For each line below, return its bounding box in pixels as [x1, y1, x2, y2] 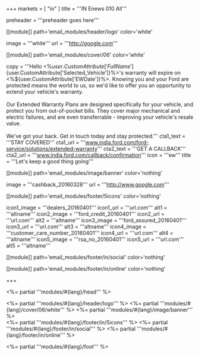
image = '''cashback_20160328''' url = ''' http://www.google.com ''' [6, 181, 169, 188]
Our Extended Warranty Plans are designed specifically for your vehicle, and [6, 101, 194, 108]
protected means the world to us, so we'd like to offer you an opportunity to [6, 82, 191, 89]
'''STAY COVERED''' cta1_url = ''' [6, 139, 86, 146]
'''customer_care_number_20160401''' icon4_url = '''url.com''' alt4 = [6, 230, 173, 236]
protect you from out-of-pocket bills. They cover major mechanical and [6, 107, 180, 114]
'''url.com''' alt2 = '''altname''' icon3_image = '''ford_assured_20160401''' [6, 217, 187, 224]
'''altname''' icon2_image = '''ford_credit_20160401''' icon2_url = [6, 210, 165, 217]
